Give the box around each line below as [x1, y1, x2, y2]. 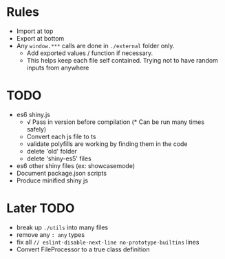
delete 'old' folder [26, 147, 77, 155]
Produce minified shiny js [16, 176, 89, 185]
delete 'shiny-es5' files [26, 154, 92, 163]
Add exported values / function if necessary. [26, 49, 153, 57]
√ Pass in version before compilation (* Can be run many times [26, 118, 204, 126]
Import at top [16, 27, 54, 35]
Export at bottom [16, 34, 65, 42]
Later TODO [6, 200, 75, 216]
